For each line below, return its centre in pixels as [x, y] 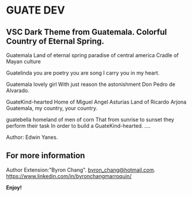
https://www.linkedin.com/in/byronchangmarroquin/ [69, 176]
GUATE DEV [36, 10]
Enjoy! [14, 187]
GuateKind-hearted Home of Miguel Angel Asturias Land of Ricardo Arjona [96, 102]
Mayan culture [23, 61]
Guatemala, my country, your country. [52, 108]
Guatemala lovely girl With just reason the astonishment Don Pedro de [91, 84]
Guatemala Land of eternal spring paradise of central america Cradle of [92, 55]
